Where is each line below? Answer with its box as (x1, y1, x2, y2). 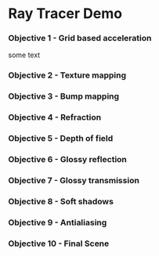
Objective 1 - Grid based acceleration (8, 33, 152, 44)
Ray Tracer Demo (8, 5, 123, 23)
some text (8, 50, 41, 59)
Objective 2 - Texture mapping (8, 70, 127, 81)
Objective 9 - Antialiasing (8, 217, 107, 228)
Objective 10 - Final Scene (8, 238, 110, 249)
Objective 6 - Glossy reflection (8, 154, 128, 165)
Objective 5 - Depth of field (8, 133, 114, 144)
